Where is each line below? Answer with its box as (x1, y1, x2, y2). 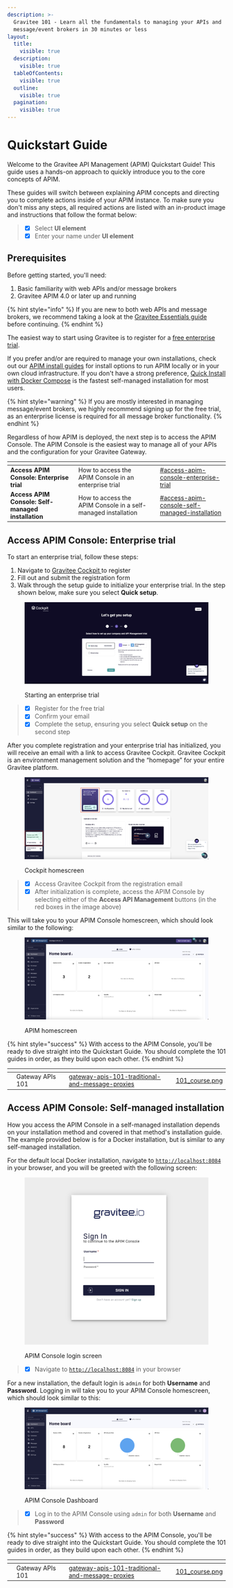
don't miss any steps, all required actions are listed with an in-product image (7, 203, 226, 211)
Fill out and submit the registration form (17, 574, 130, 582)
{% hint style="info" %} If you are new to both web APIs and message (7, 305, 207, 313)
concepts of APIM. (7, 174, 60, 183)
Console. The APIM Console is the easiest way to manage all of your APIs (7, 440, 217, 448)
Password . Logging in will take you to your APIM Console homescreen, (7, 1387, 210, 1395)
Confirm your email (34, 712, 90, 720)
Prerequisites (7, 252, 67, 264)
